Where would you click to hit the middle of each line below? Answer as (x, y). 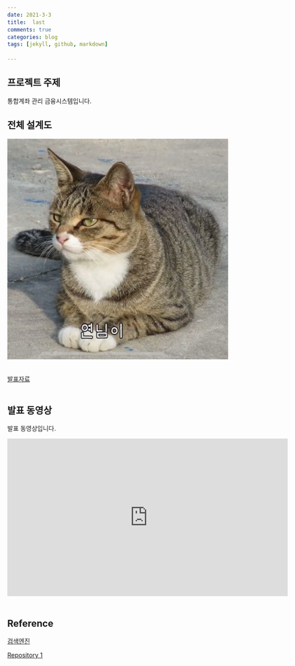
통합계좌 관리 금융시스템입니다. (50, 101)
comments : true (29, 29)
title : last (26, 22)
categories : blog (33, 37)
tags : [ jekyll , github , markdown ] (58, 44)
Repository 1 (25, 655)
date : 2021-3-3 (29, 15)
